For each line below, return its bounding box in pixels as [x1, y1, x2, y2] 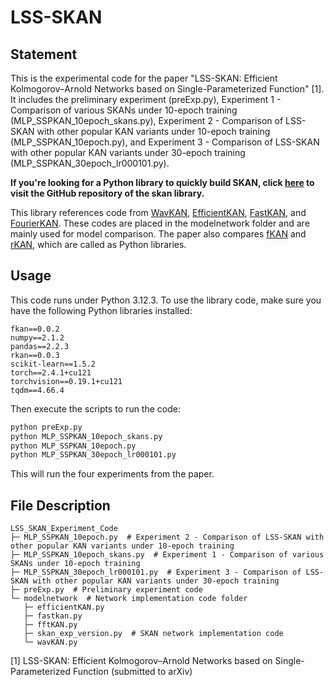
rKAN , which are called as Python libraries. [10, 239, 187, 250]
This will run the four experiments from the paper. [10, 468, 215, 480]
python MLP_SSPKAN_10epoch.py [10, 441, 137, 451]
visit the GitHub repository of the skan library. [10, 187, 205, 199]
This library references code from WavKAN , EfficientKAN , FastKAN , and [10, 207, 307, 218]
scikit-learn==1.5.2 [10, 359, 97, 369]
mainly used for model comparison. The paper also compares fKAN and [10, 228, 307, 240]
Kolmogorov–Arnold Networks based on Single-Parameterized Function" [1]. [10, 83, 325, 95]
